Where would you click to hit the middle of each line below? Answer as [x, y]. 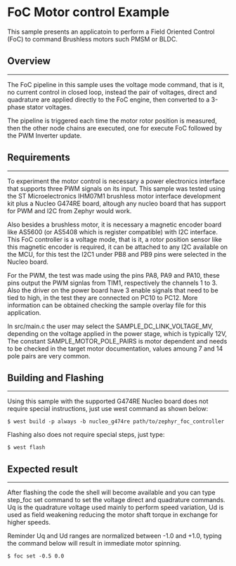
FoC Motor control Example [88, 12]
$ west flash [26, 447]
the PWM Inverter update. [45, 135]
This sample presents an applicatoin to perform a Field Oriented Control [111, 32]
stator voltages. [50, 107]
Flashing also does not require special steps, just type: [86, 435]
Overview [29, 61]
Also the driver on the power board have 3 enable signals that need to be [113, 290]
